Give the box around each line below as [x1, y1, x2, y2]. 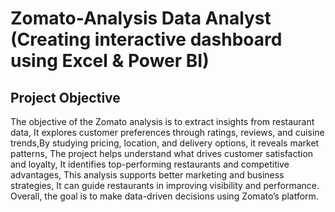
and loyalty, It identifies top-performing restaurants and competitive [10, 158, 290, 170]
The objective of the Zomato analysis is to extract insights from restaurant [10, 116, 315, 127]
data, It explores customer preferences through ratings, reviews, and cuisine [10, 127, 325, 138]
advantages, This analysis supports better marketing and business [10, 169, 285, 181]
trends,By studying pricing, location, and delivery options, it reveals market [10, 137, 320, 149]
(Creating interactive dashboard [10, 28, 283, 51]
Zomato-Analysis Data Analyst [10, 7, 272, 30]
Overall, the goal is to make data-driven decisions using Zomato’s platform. [10, 190, 319, 202]
